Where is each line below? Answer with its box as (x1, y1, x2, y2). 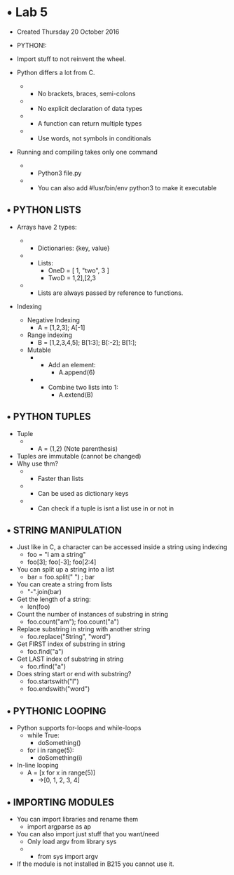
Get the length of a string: (16, 595, 92, 604)
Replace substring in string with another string (16, 625, 151, 633)
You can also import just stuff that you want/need (16, 830, 160, 838)
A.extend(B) (58, 390, 94, 399)
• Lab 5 (6, 4, 48, 20)
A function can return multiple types (37, 119, 142, 127)
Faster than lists (37, 474, 84, 482)
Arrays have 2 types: (16, 223, 78, 231)
